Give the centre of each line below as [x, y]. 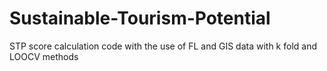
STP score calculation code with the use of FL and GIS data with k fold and [163, 46]
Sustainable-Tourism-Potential [140, 18]
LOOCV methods [44, 56]
